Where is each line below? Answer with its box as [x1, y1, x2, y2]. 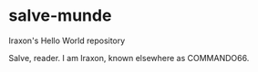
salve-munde [8, 5, 112, 26]
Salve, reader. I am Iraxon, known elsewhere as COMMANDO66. [8, 52, 250, 63]
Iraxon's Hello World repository [8, 35, 126, 46]
